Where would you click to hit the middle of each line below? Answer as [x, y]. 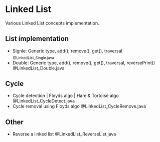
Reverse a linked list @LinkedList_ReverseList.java [64, 134]
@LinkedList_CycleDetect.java [44, 101]
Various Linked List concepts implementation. [52, 23]
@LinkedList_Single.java [33, 58]
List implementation [37, 39]
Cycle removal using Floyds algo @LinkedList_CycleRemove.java [79, 106]
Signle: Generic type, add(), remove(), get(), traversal [67, 50]
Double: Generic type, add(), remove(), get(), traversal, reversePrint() [84, 62]
